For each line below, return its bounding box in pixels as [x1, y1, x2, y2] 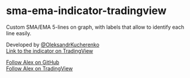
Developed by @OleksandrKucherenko [6, 41, 99, 48]
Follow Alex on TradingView [6, 65, 73, 72]
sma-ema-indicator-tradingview [6, 4, 167, 18]
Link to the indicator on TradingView [6, 47, 94, 54]
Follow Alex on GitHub [6, 59, 60, 66]
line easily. [6, 29, 32, 36]
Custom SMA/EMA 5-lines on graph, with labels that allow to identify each [6, 23, 184, 30]
